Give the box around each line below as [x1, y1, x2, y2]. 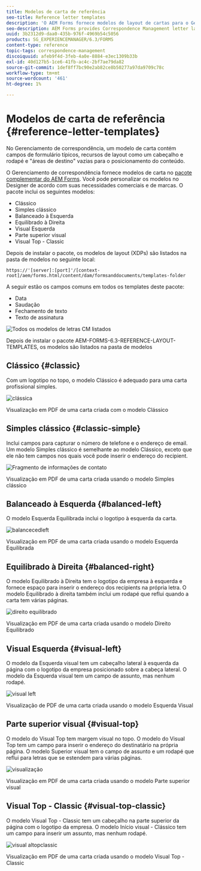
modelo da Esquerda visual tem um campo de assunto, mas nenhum [6, 672, 175, 679]
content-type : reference [6, 43, 68, 48]
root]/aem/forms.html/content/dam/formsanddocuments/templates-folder [6, 272, 186, 278]
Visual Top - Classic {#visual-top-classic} [6, 801, 166, 811]
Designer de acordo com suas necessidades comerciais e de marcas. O [6, 181, 184, 189]
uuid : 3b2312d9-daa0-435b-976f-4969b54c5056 [6, 31, 119, 37]
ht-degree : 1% [6, 81, 42, 87]
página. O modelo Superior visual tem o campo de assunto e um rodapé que [6, 748, 194, 755]
